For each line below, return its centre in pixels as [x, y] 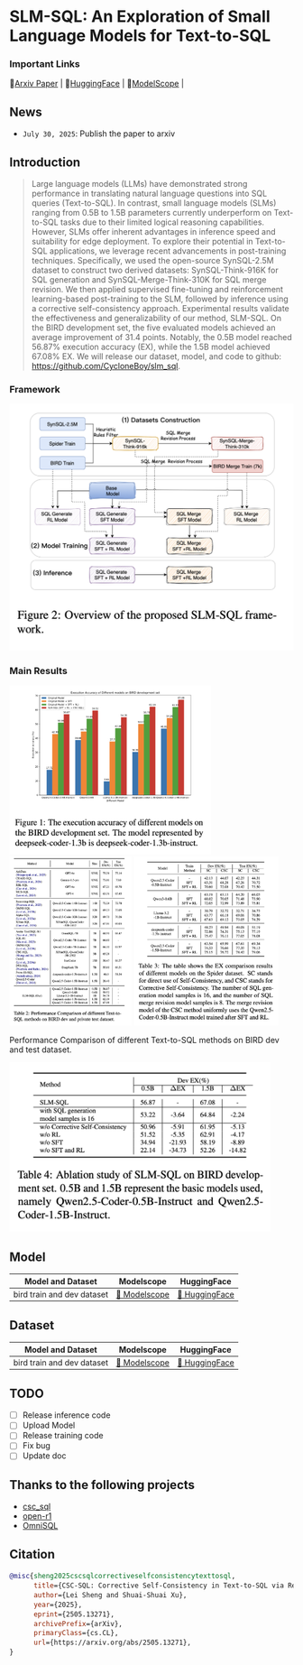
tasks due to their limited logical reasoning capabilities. [162, 222]
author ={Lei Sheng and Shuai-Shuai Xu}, [110, 1595]
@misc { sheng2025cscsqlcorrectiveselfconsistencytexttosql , [123, 1577]
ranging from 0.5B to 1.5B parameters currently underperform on [151, 213]
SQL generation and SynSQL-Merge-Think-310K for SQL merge [149, 280]
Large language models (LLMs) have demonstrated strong [139, 184]
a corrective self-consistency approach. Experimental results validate [161, 309]
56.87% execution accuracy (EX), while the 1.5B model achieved [151, 347]
